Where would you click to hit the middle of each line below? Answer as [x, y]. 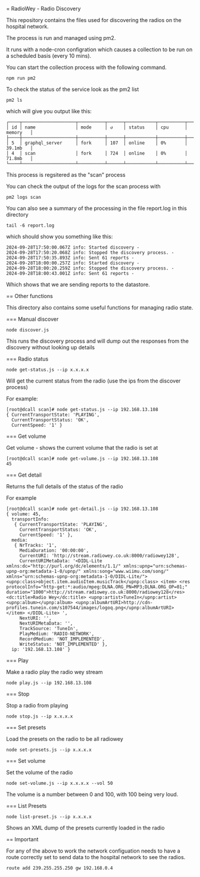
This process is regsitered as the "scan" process [66, 175]
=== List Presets [26, 806]
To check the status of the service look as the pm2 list [73, 89]
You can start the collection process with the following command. [86, 67]
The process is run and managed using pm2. [61, 38]
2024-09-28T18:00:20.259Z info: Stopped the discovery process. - [90, 268]
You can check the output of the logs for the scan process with [83, 186]
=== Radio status [27, 359]
